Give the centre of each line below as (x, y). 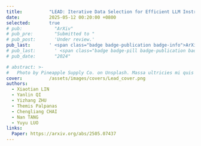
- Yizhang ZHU (29, 101)
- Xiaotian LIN (31, 89)
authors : (17, 84)
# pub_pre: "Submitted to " (51, 34)
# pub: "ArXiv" (40, 28)
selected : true (33, 23)
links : (14, 128)
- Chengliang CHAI (35, 111)
